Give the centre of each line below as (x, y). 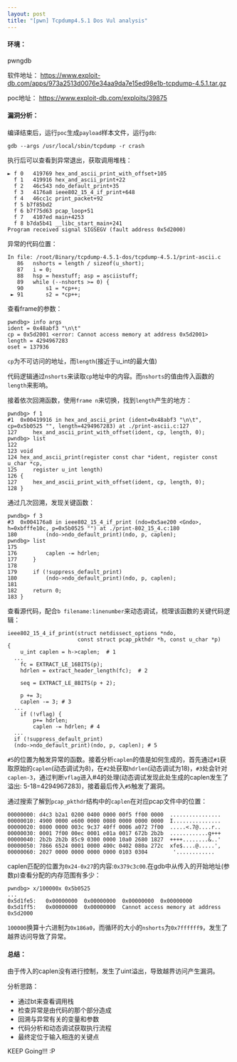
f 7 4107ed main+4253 (49, 217)
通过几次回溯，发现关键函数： (51, 502)
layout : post (27, 14)
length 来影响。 (30, 385)
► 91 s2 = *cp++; (46, 294)
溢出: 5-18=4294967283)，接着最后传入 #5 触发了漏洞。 (88, 786)
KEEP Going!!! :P (31, 1051)
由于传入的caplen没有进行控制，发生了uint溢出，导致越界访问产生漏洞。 (113, 971)
